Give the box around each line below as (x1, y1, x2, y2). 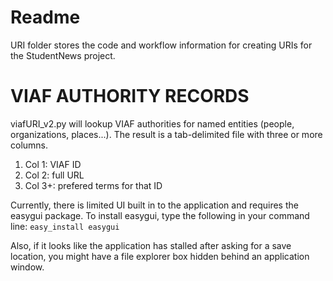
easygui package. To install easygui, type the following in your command (10, 209, 310, 221)
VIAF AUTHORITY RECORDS (10, 85, 250, 108)
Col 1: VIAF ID (24, 158, 82, 170)
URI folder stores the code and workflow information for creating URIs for (10, 39, 313, 51)
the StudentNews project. (10, 49, 116, 61)
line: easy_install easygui (10, 220, 120, 232)
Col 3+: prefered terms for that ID (24, 179, 163, 191)
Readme (10, 6, 81, 29)
